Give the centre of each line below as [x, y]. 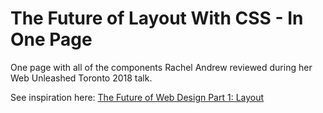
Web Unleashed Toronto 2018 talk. [81, 78]
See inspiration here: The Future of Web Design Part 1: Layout [137, 97]
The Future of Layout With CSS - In [157, 18]
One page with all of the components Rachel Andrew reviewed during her [161, 67]
